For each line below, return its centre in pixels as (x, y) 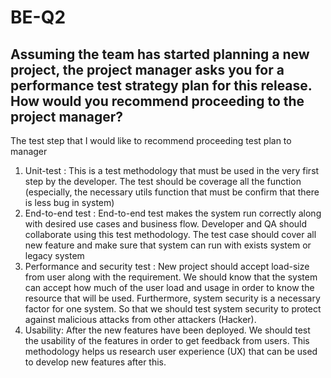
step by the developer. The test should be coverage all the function (163, 181)
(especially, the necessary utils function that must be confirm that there (172, 192)
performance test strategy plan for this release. (161, 85)
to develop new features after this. (95, 362)
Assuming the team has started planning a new (160, 54)
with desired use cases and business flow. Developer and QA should (166, 224)
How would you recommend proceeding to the (157, 101)
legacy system (54, 255)
